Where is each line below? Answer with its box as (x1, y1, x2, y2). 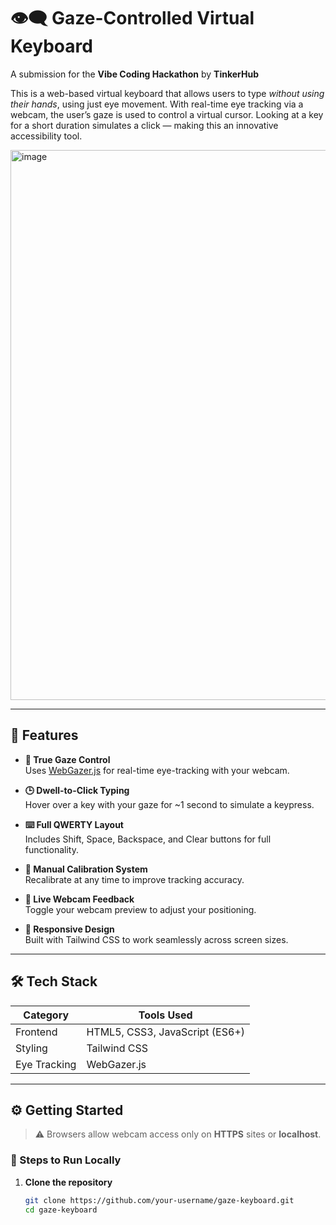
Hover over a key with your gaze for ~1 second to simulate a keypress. (24, 798, 315, 810)
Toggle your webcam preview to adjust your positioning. (24, 903, 257, 915)
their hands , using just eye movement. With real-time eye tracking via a (10, 98, 304, 110)
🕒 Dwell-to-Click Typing (24, 784, 130, 796)
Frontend (15, 1025, 58, 1039)
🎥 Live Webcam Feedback (24, 893, 135, 905)
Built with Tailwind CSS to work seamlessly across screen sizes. (24, 933, 289, 945)
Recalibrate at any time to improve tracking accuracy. (24, 873, 245, 885)
